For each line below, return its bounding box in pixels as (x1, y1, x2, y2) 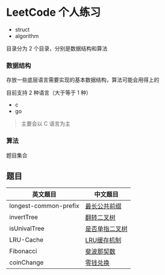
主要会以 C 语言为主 (20, 120, 70, 128)
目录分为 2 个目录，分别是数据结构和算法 (6, 45, 108, 52)
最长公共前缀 (85, 202, 122, 210)
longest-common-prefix (9, 202, 79, 210)
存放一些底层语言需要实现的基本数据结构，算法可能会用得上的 (6, 76, 160, 83)
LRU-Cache (9, 236, 44, 244)
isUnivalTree (9, 224, 45, 233)
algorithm (14, 32, 39, 39)
